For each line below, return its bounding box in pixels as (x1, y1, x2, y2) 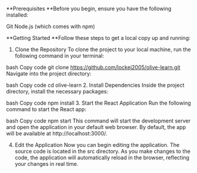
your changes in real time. (14, 161, 79, 167)
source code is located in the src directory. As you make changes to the (14, 148, 191, 155)
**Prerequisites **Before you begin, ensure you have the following (6, 5, 172, 12)
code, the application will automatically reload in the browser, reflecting (14, 154, 190, 161)
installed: (6, 11, 28, 18)
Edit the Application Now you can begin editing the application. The (14, 141, 180, 148)
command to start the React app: (6, 106, 87, 112)
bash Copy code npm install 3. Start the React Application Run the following (6, 99, 191, 106)
